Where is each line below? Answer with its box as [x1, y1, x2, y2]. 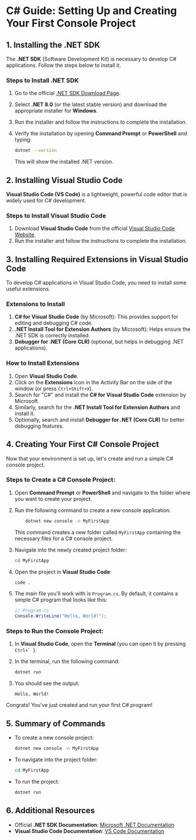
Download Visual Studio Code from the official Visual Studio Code [14, 225, 176, 232]
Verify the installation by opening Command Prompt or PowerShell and [14, 130, 187, 137]
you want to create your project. [14, 495, 92, 502]
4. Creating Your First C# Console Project [6, 439, 159, 449]
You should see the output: [14, 680, 80, 687]
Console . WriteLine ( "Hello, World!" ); [14, 613, 107, 619]
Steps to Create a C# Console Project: [6, 476, 116, 484]
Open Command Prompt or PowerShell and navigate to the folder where [14, 489, 191, 496]
